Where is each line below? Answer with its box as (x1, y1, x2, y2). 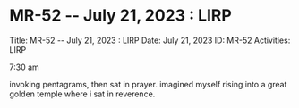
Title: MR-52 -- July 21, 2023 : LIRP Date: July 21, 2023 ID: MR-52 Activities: (9, 35, 291, 46)
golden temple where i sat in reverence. (9, 88, 156, 99)
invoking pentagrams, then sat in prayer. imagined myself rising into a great (9, 79, 287, 89)
